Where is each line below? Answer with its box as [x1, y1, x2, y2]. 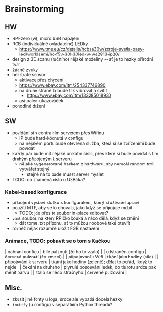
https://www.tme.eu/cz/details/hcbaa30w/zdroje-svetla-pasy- [19, 46, 145, 52]
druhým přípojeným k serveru [12, 156, 72, 162]
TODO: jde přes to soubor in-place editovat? [19, 210, 108, 216]
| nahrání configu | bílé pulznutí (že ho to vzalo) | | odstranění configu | [5, 249, 147, 255]
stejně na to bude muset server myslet [26, 171, 104, 177]
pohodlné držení [12, 103, 45, 109]
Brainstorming [5, 3, 64, 15]
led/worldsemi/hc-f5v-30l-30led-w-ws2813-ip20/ [19, 51, 120, 57]
